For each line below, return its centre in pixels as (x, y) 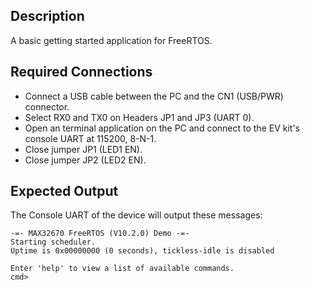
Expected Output (64, 191)
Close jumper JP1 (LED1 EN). (83, 149)
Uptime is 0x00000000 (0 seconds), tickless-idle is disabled (142, 251)
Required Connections (81, 72)
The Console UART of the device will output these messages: (136, 215)
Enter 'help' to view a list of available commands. (122, 269)
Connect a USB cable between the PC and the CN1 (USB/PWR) (154, 96)
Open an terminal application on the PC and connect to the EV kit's (162, 128)
